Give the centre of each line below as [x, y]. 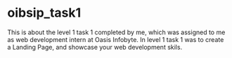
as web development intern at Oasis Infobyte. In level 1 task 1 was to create [116, 39]
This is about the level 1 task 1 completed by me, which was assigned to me [116, 32]
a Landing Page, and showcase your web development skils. [95, 47]
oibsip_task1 [44, 13]
